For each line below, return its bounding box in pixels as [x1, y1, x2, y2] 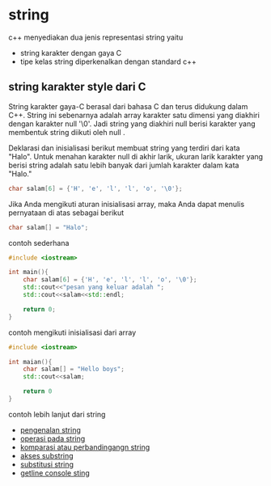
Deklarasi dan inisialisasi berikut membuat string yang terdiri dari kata [8, 143, 240, 153]
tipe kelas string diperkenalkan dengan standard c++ [19, 57, 197, 66]
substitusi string [19, 459, 74, 469]
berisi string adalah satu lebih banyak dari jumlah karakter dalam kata [8, 160, 239, 170]
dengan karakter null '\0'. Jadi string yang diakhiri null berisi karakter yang [8, 119, 256, 129]
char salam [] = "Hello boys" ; [23, 366, 125, 374]
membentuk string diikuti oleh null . [8, 127, 125, 137]
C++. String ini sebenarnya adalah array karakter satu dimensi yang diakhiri [8, 110, 260, 120]
